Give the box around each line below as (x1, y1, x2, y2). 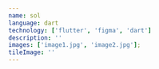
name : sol (8, 11, 42, 20)
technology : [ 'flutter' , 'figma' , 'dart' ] (8, 26, 152, 34)
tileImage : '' (8, 48, 56, 56)
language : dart (8, 19, 59, 27)
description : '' (8, 33, 62, 42)
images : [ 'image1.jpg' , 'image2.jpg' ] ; (8, 41, 141, 49)
